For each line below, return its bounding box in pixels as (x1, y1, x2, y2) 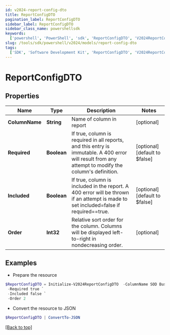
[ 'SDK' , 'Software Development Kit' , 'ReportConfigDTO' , (10, 50, 133, 55)
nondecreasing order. (71, 241, 123, 248)
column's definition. (71, 168, 119, 175)
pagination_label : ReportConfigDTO (5, 17, 80, 22)
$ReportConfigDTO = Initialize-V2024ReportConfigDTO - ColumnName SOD (5, 282, 157, 287)
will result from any (71, 155, 117, 162)
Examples (5, 258, 37, 267)
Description (87, 107, 116, 114)
